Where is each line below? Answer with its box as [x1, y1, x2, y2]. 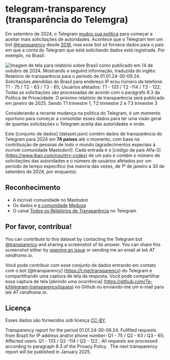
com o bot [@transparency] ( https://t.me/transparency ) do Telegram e [5, 267, 152, 273]
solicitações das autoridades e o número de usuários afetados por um [5, 157, 152, 163]
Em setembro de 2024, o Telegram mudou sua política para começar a [5, 31, 153, 37]
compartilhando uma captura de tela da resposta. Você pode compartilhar [5, 273, 160, 279]
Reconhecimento [5, 183, 61, 192]
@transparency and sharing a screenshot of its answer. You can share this [5, 241, 161, 247]
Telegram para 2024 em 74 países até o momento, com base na [5, 136, 140, 142]
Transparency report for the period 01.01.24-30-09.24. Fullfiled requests [5, 327, 156, 334]
